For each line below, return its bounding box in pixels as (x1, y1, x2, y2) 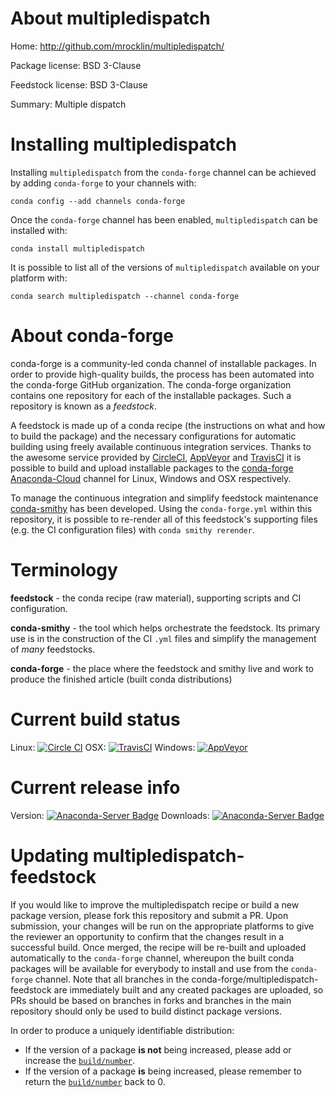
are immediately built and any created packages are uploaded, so (53, 983, 324, 996)
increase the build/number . (24, 1054, 136, 1066)
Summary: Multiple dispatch (10, 98, 127, 110)
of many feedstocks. (10, 643, 96, 655)
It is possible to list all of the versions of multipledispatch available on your (10, 261, 320, 273)
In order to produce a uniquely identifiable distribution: (10, 1024, 235, 1036)
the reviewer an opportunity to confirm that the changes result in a (10, 930, 285, 942)
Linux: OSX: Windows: (10, 741, 196, 753)
